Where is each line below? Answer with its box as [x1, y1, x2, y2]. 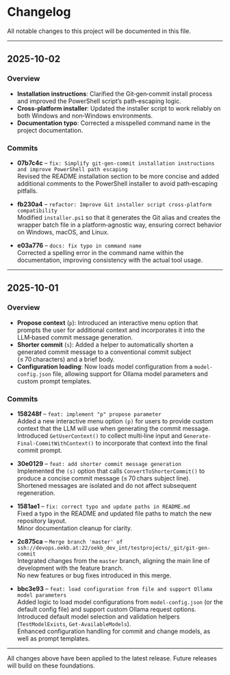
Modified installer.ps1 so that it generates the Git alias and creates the [16, 213, 221, 221]
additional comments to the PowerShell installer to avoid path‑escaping [16, 179, 218, 188]
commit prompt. [16, 446, 63, 454]
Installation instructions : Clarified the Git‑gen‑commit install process [16, 89, 213, 98]
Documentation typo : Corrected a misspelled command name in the [16, 118, 211, 127]
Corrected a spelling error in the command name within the [16, 248, 184, 256]
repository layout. [16, 516, 67, 524]
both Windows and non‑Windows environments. [16, 111, 153, 120]
